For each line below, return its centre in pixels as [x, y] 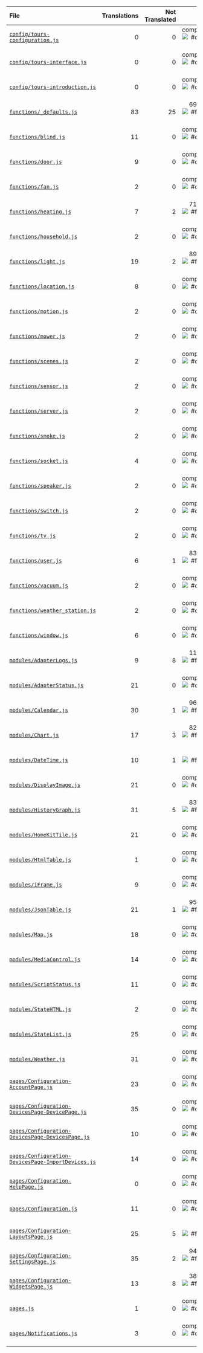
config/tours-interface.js [48, 62]
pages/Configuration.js [43, 1209]
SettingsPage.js [33, 1261]
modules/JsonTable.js [40, 910]
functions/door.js [36, 162]
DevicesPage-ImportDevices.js [53, 1162]
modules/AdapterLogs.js [43, 660]
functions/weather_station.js [53, 611]
